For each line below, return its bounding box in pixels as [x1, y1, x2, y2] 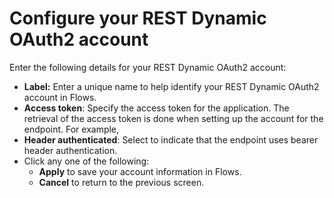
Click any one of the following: [23, 155, 150, 167]
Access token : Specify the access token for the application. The [23, 102, 290, 114]
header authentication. [23, 144, 118, 156]
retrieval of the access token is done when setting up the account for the [23, 112, 324, 124]
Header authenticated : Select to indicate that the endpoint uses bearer [23, 133, 319, 146]
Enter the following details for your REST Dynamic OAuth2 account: [9, 61, 287, 73]
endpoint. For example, [23, 123, 120, 135]
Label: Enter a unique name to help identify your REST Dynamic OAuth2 [23, 80, 320, 92]
